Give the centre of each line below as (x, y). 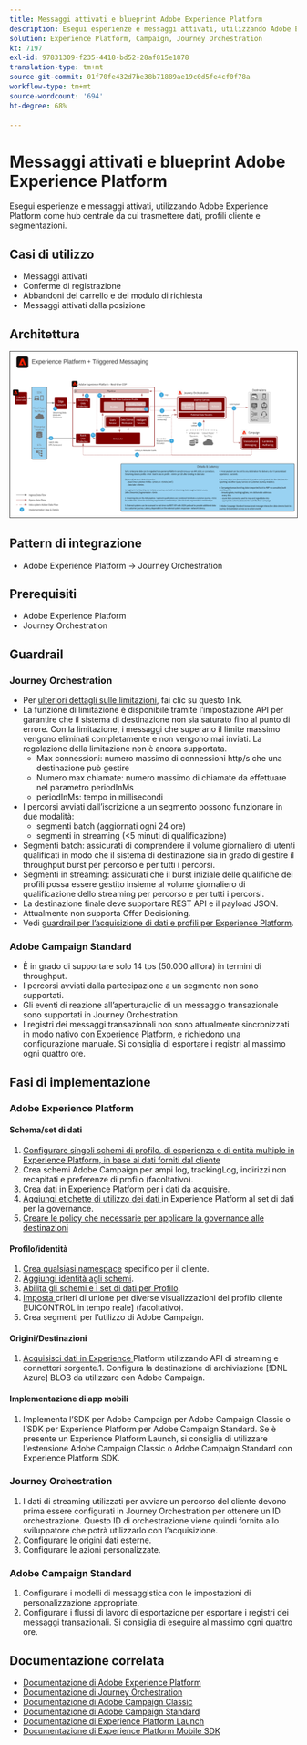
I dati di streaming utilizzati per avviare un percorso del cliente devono (154, 1501)
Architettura (45, 334)
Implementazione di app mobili (69, 1399)
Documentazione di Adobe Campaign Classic (107, 1701)
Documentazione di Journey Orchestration (102, 1692)
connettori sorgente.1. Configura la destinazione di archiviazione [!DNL (155, 1368)
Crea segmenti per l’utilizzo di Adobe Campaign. (113, 1317)
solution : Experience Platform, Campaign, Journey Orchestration (136, 38)
